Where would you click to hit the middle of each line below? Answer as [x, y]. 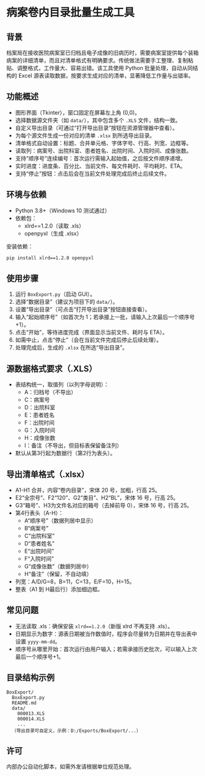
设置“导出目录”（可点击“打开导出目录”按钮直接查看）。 [83, 309]
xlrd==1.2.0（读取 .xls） [54, 226]
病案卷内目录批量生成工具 [71, 13]
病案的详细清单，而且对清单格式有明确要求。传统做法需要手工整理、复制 [97, 60]
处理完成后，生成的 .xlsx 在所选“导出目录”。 [71, 348]
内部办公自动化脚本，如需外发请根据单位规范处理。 [70, 767]
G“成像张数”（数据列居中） [58, 566]
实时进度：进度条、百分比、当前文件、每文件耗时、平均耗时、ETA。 [100, 166]
